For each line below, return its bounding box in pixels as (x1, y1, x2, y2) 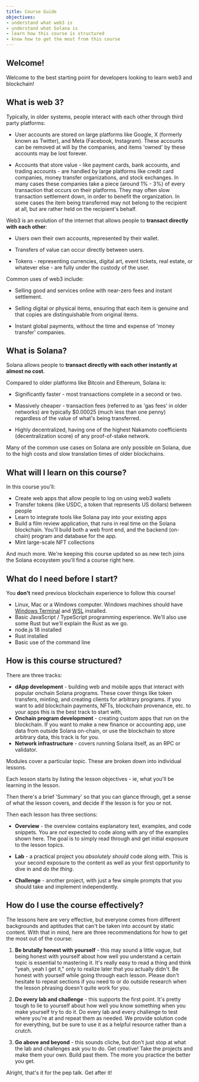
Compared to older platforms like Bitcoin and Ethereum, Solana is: (6, 379, 167, 386)
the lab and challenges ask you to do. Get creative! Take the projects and (14, 1045, 193, 1052)
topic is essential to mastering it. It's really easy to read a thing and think (14, 959, 191, 966)
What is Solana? (6, 346, 67, 356)
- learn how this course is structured (6, 31, 105, 37)
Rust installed (14, 632, 49, 640)
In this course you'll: (6, 484, 56, 491)
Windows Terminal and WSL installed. (14, 607, 107, 614)
